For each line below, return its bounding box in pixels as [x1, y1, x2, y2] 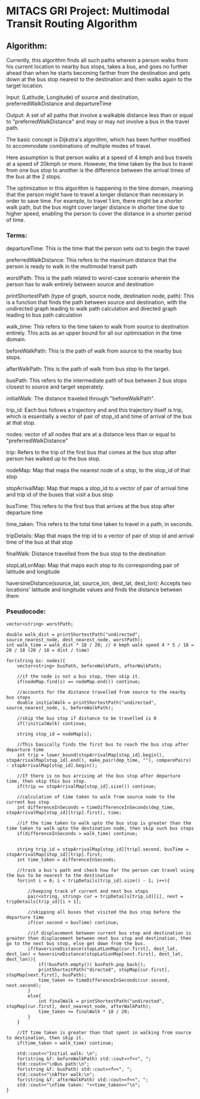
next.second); [6, 982, 42, 988]
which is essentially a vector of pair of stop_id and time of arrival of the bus [6, 413, 192, 420]
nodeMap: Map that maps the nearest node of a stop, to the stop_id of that [6, 467, 190, 474]
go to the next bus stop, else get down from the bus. [6, 940, 146, 946]
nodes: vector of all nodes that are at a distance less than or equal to [6, 431, 175, 438]
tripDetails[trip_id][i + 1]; [6, 898, 82, 904]
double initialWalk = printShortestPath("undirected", [17, 699, 157, 706]
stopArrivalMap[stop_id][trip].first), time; [6, 809, 122, 815]
